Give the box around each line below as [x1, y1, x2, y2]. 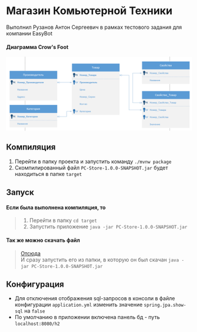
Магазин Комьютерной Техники [6, 4, 173, 18]
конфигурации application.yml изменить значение [14, 301, 143, 308]
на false [24, 307, 45, 314]
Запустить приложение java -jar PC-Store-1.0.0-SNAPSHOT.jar [29, 223, 188, 230]
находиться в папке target [14, 170, 83, 177]
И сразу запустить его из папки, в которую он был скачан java [20, 256, 179, 263]
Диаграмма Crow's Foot [6, 43, 69, 51]
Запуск [6, 187, 34, 198]
